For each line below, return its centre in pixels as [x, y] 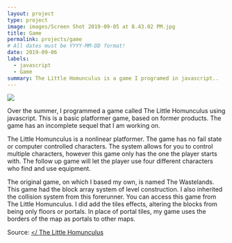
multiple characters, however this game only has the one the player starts [112, 154]
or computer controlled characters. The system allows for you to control [110, 146]
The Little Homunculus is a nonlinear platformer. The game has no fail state [115, 139]
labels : [18, 59]
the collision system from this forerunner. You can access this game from [112, 197]
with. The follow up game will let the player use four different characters [110, 161]
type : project [28, 20]
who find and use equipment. [49, 169]
